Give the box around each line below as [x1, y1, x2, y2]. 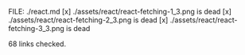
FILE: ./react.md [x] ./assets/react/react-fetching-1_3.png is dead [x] [8, 7, 232, 16]
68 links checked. [8, 39, 66, 49]
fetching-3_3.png [8, 24, 65, 33]
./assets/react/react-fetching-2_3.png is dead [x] [8, 15, 169, 25]
